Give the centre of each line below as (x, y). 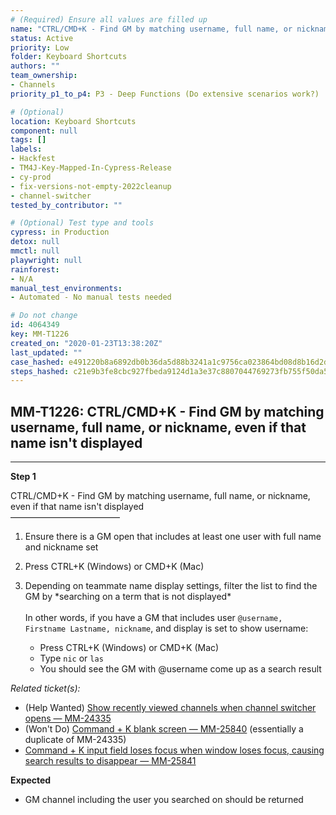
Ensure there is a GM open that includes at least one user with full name (173, 537)
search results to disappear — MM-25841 (110, 761)
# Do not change (44, 316)
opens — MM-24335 (68, 718)
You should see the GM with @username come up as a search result (180, 669)
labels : (26, 149)
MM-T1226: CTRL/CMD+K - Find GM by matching (167, 411)
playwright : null (46, 260)
